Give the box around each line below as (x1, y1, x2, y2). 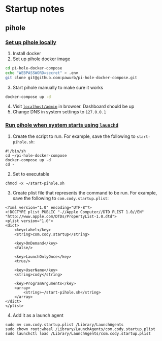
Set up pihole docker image (12, 56, 71, 62)
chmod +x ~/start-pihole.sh (5, 181, 65, 186)
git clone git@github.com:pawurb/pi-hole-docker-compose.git (5, 75, 138, 80)
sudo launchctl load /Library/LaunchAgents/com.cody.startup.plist (5, 331, 151, 336)
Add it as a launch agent (12, 312, 63, 318)
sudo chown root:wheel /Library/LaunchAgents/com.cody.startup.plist (5, 326, 156, 332)
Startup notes (5, 3, 64, 15)
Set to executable (12, 170, 50, 177)
